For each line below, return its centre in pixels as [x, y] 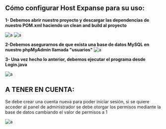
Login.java [16, 64]
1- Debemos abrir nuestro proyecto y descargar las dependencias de [77, 20]
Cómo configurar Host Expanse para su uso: [75, 8]
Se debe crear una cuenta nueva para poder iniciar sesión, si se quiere [77, 101]
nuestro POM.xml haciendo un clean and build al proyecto [66, 25]
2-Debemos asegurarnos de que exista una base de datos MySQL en [77, 44]
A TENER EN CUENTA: [40, 90]
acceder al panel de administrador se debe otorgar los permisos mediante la [83, 107]
